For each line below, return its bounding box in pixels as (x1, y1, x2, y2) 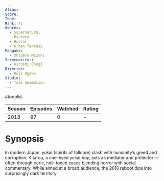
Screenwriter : (5, 57, 34, 62)
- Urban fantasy (9, 44, 43, 49)
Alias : (5, 7, 19, 12)
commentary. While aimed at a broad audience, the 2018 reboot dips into (5, 165, 152, 171)
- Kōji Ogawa (9, 71, 36, 76)
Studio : (5, 76, 21, 80)
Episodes (30, 105, 52, 112)
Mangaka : (5, 48, 23, 53)
